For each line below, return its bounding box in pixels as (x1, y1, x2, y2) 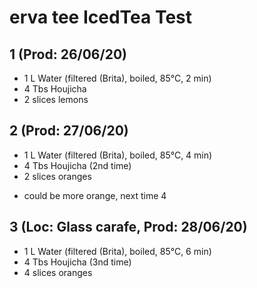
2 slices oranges (23, 170, 92, 182)
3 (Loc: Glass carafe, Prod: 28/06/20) (9, 219, 248, 236)
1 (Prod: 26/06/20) (9, 46, 127, 63)
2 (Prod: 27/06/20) (9, 122, 129, 140)
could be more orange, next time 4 (23, 189, 167, 201)
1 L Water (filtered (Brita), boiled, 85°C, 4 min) (23, 149, 213, 161)
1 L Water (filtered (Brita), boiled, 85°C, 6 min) (23, 245, 212, 257)
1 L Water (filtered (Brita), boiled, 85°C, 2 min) (23, 72, 212, 84)
